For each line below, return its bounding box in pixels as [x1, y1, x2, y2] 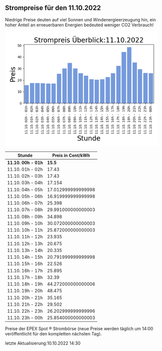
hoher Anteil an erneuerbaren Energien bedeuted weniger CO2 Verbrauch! [5, 22, 154, 28]
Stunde [17, 152, 33, 158]
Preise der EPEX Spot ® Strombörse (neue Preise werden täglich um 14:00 [5, 325, 154, 332]
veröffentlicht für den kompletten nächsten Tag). [5, 331, 102, 336]
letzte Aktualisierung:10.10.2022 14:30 [5, 340, 81, 346]
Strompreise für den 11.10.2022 [5, 4, 101, 12]
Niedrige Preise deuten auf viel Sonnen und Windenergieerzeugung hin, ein [5, 17, 156, 22]
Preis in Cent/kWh [52, 152, 90, 158]
